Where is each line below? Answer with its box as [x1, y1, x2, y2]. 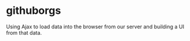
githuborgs [6, 4, 62, 17]
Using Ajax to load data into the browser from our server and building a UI [6, 23, 185, 30]
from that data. [6, 29, 42, 36]
